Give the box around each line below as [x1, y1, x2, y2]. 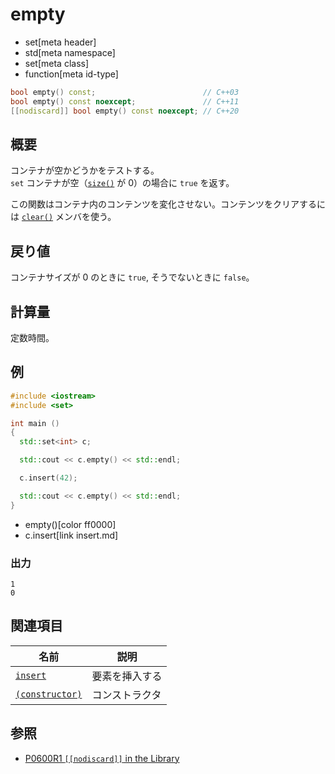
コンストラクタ [91, 688, 162, 702]
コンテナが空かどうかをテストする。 [10, 164, 160, 177]
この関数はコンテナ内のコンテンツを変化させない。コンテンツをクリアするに [10, 198, 326, 210]
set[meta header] [24, 36, 97, 48]
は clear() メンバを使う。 [10, 211, 117, 223]
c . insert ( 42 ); [19, 473, 78, 483]
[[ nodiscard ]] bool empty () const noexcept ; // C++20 [10, 106, 240, 116]
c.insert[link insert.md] [24, 529, 119, 541]
